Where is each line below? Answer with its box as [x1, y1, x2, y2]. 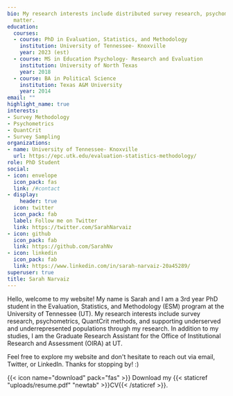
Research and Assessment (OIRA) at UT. [7, 339, 123, 347]
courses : [13, 29, 39, 37]
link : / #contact [13, 185, 60, 192]
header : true [19, 198, 58, 205]
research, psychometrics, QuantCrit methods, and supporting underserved [7, 317, 221, 325]
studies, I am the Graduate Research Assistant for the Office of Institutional [7, 331, 221, 340]
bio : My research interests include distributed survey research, [7, 10, 203, 17]
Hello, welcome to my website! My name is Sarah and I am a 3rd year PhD [7, 294, 218, 303]
